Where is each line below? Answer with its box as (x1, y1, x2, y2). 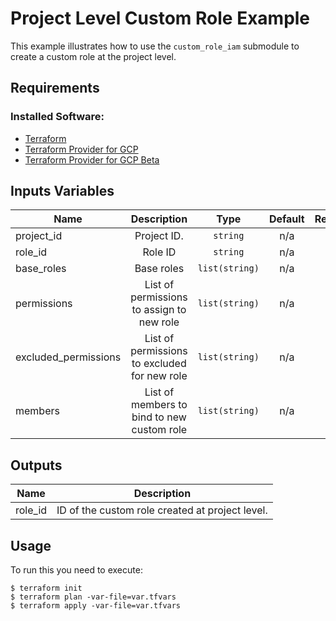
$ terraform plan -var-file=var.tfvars (10, 592, 177, 602)
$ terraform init (10, 583, 83, 594)
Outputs (10, 457, 63, 474)
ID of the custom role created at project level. (56, 503, 268, 517)
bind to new (131, 410, 187, 424)
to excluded (131, 357, 187, 371)
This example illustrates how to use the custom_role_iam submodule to (10, 40, 300, 52)
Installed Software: (10, 110, 105, 124)
